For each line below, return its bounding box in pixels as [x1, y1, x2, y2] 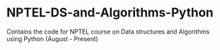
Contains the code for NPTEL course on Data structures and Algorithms [6, 27, 210, 36]
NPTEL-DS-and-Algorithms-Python [6, 5, 214, 21]
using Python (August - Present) [6, 34, 99, 42]
